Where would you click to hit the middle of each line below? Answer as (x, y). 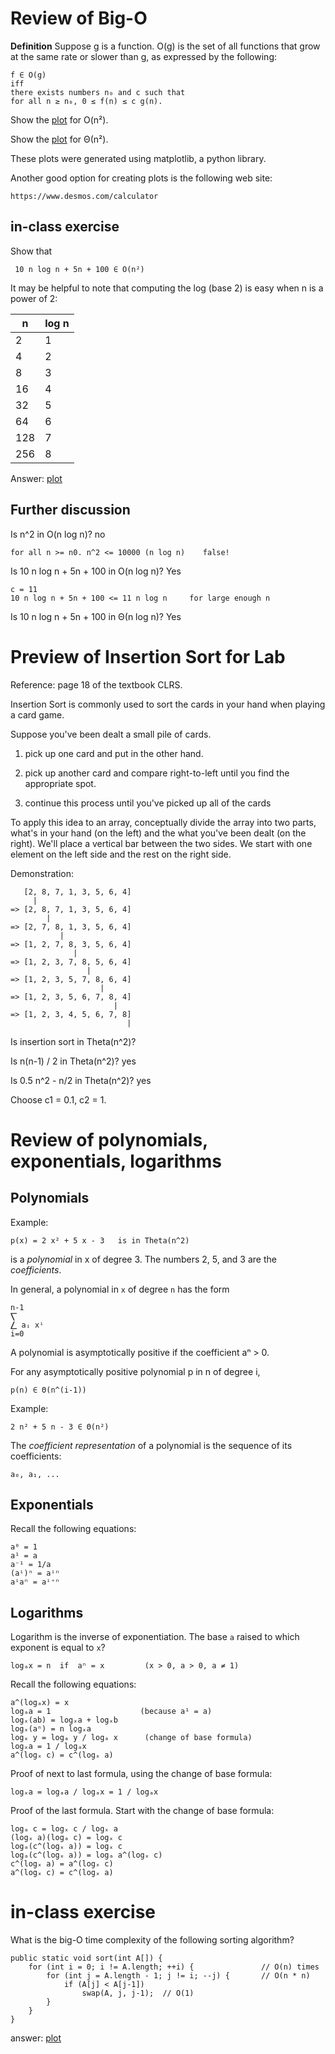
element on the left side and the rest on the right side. (121, 854)
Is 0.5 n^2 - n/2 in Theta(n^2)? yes (81, 1080)
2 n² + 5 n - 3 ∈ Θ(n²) (60, 1427)
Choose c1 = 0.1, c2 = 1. (58, 1099)
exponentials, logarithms (116, 1161)
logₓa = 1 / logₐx (48, 1747)
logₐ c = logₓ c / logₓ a (64, 1829)
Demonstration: (42, 873)
